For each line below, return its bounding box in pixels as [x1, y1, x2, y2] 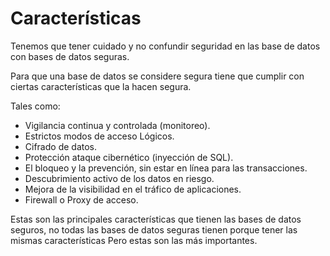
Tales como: [10, 100, 61, 112]
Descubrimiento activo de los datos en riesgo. [24, 172, 215, 184]
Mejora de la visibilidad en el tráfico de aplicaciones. [24, 183, 242, 195]
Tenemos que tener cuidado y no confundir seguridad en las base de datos [10, 40, 321, 52]
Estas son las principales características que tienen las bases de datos [10, 213, 302, 225]
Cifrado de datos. [24, 140, 97, 152]
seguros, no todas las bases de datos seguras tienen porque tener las [10, 223, 298, 236]
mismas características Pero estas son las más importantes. [10, 234, 258, 246]
